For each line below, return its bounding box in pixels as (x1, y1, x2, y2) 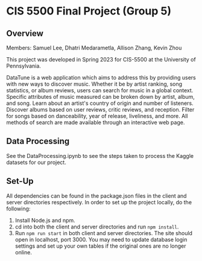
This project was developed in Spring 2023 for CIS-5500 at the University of (6, 56, 196, 63)
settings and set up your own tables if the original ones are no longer (14, 242, 186, 250)
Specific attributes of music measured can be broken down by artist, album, (6, 93, 195, 100)
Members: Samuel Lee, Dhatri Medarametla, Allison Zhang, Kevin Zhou (6, 44, 182, 51)
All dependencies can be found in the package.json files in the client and (6, 192, 187, 200)
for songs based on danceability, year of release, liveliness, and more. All (6, 113, 188, 119)
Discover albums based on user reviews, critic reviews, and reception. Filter (6, 106, 195, 113)
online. (14, 248, 32, 256)
